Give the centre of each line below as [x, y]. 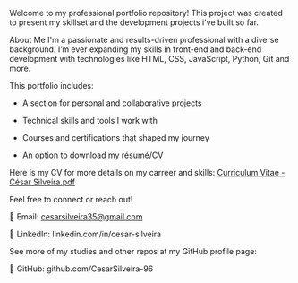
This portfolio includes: [51, 86]
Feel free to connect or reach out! [71, 199]
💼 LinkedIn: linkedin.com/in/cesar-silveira [85, 234]
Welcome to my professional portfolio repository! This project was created [146, 13]
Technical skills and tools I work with [90, 120]
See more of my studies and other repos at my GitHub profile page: [133, 251]
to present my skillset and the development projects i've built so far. [134, 22]
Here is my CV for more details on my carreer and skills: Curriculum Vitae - [147, 172]
